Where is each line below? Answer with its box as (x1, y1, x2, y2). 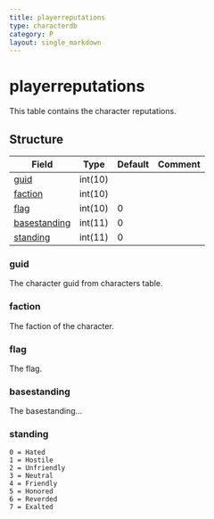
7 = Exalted (9, 503, 53, 512)
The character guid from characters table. (9, 278, 163, 289)
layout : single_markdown (9, 37, 102, 47)
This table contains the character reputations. (9, 106, 177, 117)
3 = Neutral (9, 472, 53, 481)
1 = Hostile (9, 456, 53, 465)
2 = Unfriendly (9, 464, 66, 473)
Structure (9, 131, 64, 147)
